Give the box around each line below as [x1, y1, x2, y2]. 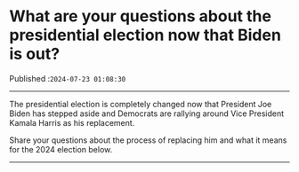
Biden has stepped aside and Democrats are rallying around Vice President [9, 108, 285, 119]
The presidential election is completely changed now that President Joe [9, 98, 272, 109]
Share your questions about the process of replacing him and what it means [9, 135, 287, 145]
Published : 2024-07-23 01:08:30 [9, 73, 126, 83]
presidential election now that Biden [9, 25, 282, 45]
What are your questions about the [9, 6, 271, 27]
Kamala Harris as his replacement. [9, 117, 135, 128]
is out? [9, 44, 61, 64]
